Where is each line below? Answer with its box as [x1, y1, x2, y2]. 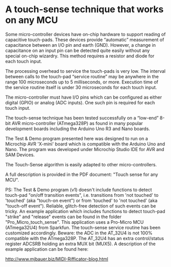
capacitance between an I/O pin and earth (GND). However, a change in [5, 42, 156, 48]
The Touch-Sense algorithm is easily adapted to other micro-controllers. [5, 161, 157, 167]
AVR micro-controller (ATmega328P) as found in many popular [12, 120, 144, 126]
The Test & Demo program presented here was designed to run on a [5, 135, 149, 141]
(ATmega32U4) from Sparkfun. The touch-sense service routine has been [5, 224, 161, 230]
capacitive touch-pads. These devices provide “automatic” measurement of [5, 37, 164, 43]
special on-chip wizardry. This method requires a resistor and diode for [5, 52, 155, 59]
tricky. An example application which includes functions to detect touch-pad [5, 208, 165, 214]
